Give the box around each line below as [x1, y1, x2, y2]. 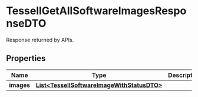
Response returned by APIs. [6, 36, 74, 43]
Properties [6, 53, 46, 63]
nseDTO [6, 17, 47, 30]
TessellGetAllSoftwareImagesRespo [6, 4, 187, 18]
